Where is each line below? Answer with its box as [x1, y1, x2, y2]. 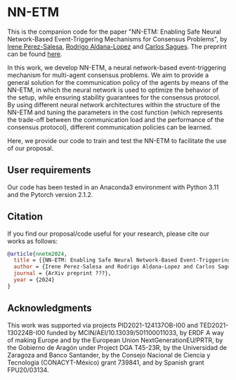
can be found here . [7, 50, 63, 58]
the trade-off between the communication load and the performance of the [7, 115, 225, 123]
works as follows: [7, 236, 58, 245]
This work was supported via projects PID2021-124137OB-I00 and [7, 320, 198, 330]
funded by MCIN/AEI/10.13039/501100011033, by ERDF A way [46, 328, 225, 337]
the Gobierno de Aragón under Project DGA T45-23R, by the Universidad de [7, 343, 227, 351]
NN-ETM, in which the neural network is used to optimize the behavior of [7, 86, 219, 94]
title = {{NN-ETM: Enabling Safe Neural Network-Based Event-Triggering [13, 257, 231, 264]
